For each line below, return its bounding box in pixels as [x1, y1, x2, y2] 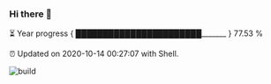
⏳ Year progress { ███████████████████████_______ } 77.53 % [9, 28, 263, 38]
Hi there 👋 [9, 8, 53, 20]
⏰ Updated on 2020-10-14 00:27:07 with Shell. [9, 48, 179, 59]
